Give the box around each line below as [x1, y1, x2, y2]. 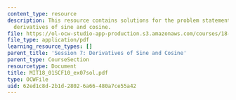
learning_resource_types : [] [7, 43, 93, 50]
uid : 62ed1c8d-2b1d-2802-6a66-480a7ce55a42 [7, 82, 137, 89]
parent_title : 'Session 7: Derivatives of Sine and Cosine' [7, 50, 188, 57]
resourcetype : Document [7, 63, 77, 70]
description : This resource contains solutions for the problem [7, 17, 199, 24]
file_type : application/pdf [7, 37, 90, 44]
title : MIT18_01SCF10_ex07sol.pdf [7, 69, 109, 76]
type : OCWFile [7, 75, 49, 83]
